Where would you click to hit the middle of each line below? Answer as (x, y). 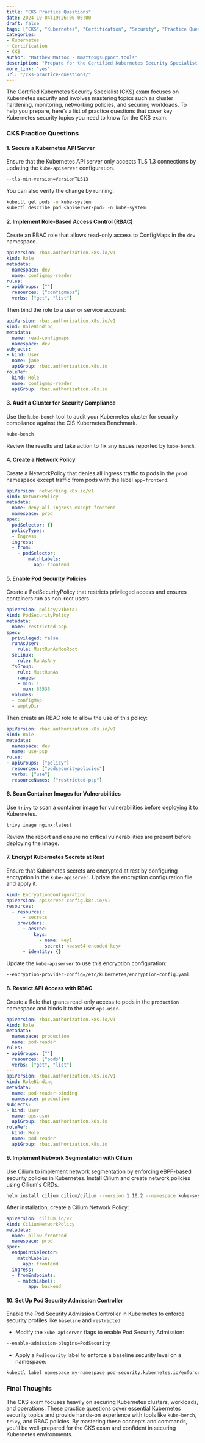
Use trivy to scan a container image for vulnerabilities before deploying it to (102, 807)
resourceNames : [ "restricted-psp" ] (57, 780)
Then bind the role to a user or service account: (66, 310)
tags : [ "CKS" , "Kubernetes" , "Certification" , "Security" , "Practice (97, 29)
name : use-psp (30, 752)
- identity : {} (42, 952)
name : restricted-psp (39, 627)
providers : (31, 923)
